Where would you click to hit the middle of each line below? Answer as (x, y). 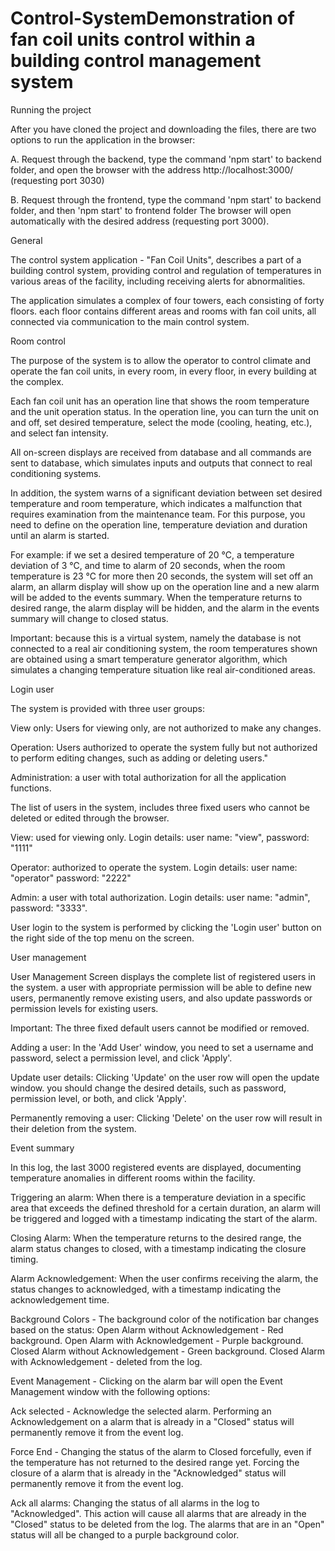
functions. (31, 788)
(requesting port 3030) (57, 180)
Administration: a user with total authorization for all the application (148, 777)
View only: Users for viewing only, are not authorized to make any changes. (166, 728)
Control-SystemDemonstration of (152, 18)
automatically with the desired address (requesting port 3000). (140, 221)
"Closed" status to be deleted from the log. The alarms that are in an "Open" (167, 1524)
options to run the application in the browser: (103, 139)
